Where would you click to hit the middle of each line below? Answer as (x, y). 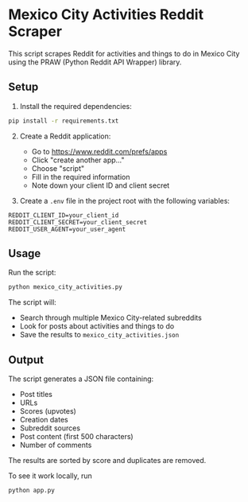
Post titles (36, 395)
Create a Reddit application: (65, 136)
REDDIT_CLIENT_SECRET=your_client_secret (78, 222)
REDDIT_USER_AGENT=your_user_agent (67, 229)
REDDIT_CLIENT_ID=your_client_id (64, 215)
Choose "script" (58, 168)
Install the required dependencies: (76, 106)
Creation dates (44, 420)
